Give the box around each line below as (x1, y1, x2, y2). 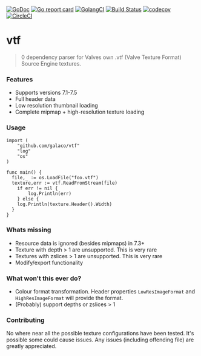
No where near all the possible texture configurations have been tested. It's (6, 330, 194, 337)
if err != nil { (17, 185, 59, 191)
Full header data (15, 95, 56, 103)
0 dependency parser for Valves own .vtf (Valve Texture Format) (21, 53, 182, 61)
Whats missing (6, 225, 51, 234)
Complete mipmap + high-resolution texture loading (15, 108, 145, 115)
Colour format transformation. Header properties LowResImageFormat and (15, 288, 196, 295)
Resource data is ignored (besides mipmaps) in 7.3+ (15, 239, 145, 247)
